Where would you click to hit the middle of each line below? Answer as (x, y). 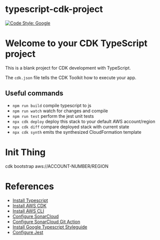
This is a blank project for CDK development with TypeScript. (68, 68)
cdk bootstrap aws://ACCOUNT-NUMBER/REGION (57, 166)
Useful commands (34, 93)
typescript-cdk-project (54, 9)
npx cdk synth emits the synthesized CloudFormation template (77, 132)
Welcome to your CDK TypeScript (76, 43)
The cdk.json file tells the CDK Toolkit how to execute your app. (71, 77)
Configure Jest (28, 232)
